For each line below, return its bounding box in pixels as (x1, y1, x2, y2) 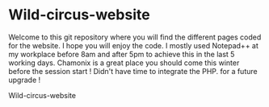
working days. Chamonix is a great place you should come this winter (8, 58, 240, 68)
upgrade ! (8, 75, 41, 84)
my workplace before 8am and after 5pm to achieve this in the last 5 (8, 49, 235, 59)
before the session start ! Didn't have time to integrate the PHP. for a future (8, 66, 258, 76)
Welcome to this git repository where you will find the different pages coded (8, 32, 262, 42)
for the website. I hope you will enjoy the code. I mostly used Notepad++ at (8, 40, 258, 50)
